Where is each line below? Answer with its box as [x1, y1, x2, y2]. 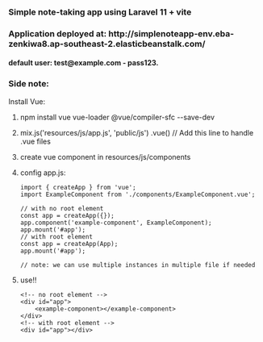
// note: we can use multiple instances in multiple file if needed [19, 261, 256, 269]
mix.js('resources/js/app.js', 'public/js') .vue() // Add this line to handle [19, 127, 254, 137]
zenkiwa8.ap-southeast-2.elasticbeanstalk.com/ [8, 38, 206, 49]
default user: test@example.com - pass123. [8, 58, 159, 68]
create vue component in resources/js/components [19, 152, 191, 161]
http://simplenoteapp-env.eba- [108, 27, 235, 39]
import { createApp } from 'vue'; [19, 183, 136, 191]
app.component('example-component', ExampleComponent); [19, 219, 212, 227]
